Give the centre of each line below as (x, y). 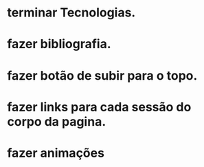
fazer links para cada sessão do (99, 107)
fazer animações (56, 153)
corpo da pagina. (57, 121)
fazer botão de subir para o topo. (102, 75)
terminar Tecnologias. (71, 13)
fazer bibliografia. (59, 44)
